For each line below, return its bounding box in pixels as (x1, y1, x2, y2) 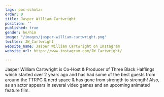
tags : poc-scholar (5, 7, 43, 12)
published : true (5, 26, 38, 31)
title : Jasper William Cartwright (5, 16, 76, 21)
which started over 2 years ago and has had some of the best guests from (5, 71, 156, 77)
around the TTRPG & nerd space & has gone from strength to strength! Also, (5, 77, 160, 83)
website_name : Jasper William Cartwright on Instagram (5, 44, 120, 49)
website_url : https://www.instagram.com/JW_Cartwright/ (5, 48, 122, 53)
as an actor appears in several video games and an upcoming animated (5, 82, 150, 88)
